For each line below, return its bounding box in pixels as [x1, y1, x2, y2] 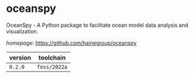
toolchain [38, 53, 66, 61]
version [9, 53, 32, 61]
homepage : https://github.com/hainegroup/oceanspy [6, 39, 137, 46]
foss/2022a [36, 63, 68, 70]
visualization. [6, 27, 39, 35]
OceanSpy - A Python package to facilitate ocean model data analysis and [6, 21, 189, 29]
